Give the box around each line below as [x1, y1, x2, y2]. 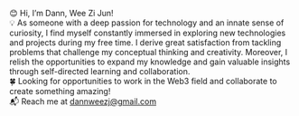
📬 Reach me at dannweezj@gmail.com [9, 96, 156, 107]
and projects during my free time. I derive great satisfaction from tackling [9, 37, 282, 48]
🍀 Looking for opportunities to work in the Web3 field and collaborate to [9, 76, 277, 86]
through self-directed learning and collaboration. [9, 66, 191, 76]
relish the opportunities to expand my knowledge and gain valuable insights [9, 56, 291, 67]
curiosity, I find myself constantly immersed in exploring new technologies [9, 27, 286, 38]
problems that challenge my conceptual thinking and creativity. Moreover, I [9, 47, 288, 57]
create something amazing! [9, 86, 111, 96]
